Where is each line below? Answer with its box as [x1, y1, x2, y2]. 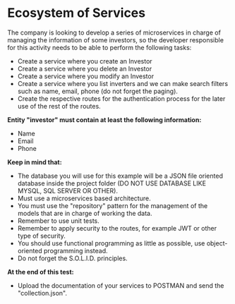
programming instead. [43, 246, 108, 255]
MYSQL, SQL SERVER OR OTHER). [17, 186, 119, 195]
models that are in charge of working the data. [17, 209, 153, 217]
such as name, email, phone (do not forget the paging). [17, 87, 179, 95]
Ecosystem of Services [7, 5, 146, 21]
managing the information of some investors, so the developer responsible [7, 35, 224, 44]
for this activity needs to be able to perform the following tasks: [7, 43, 192, 51]
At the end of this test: [7, 267, 74, 276]
